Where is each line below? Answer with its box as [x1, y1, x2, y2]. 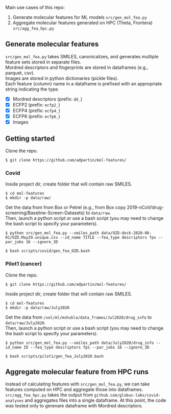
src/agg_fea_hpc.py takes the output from [5, 392, 93, 398]
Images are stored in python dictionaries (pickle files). [5, 75, 118, 81]
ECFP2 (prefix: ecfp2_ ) [12, 102, 60, 108]
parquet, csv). [5, 70, 35, 76]
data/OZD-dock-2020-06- [101, 231, 152, 236]
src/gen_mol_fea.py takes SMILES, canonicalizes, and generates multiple [5, 53, 159, 59]
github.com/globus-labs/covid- [94, 393, 161, 398]
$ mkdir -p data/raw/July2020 [5, 305, 70, 310]
